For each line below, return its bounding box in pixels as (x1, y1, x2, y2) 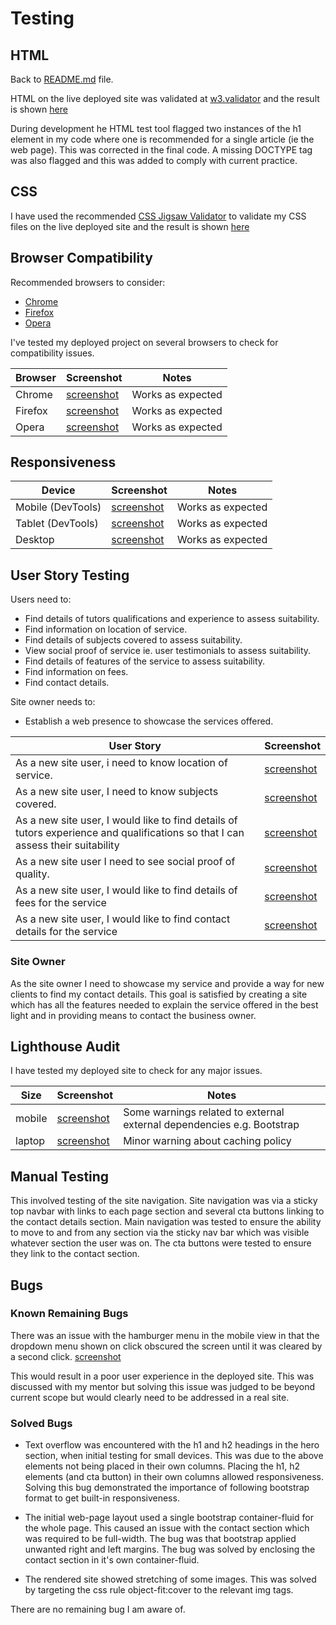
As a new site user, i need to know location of (15, 756, 228, 770)
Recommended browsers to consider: (10, 276, 166, 288)
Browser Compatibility (10, 250, 153, 267)
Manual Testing (10, 1168, 110, 1185)
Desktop (15, 533, 55, 547)
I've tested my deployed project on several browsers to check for (10, 336, 279, 348)
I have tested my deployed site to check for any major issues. (10, 1065, 263, 1077)
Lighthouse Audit (10, 1038, 121, 1055)
